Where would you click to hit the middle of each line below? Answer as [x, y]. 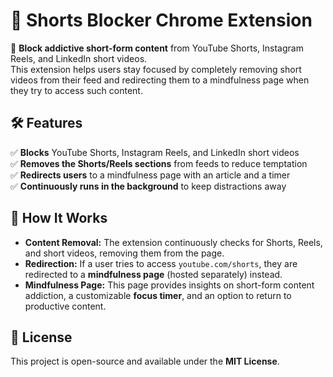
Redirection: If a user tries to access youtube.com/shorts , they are [161, 263]
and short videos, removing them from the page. [124, 253]
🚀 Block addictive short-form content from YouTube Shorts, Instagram [157, 48]
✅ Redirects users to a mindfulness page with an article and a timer [150, 175]
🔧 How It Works [59, 218]
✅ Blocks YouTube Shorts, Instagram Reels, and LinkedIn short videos [155, 152]
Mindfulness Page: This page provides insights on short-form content [169, 285]
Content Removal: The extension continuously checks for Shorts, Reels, [173, 242]
